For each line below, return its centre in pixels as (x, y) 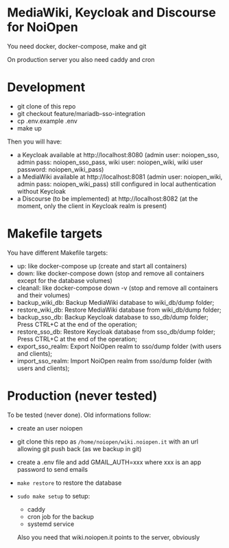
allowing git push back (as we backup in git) (79, 448)
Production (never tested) (82, 396)
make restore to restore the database (69, 483)
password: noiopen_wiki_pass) (60, 169)
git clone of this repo (46, 106)
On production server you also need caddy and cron (81, 59)
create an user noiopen (50, 428)
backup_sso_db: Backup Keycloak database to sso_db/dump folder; (113, 317)
